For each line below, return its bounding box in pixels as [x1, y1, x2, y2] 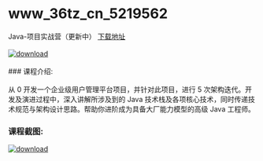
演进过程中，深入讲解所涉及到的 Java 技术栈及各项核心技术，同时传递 [21, 94, 249, 104]
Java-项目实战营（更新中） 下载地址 [8, 31, 126, 41]
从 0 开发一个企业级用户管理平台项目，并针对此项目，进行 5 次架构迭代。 [8, 84, 246, 94]
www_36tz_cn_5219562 [8, 5, 168, 23]
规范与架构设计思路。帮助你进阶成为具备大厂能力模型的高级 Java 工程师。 [14, 104, 256, 114]
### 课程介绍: [8, 66, 54, 75]
